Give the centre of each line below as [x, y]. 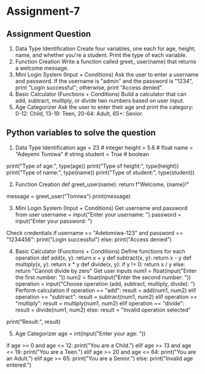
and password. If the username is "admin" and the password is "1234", [104, 81]
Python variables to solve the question [81, 133]
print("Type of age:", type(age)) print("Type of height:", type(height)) [92, 166]
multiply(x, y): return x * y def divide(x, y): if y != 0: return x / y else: [100, 264]
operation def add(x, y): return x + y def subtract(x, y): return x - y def [103, 258]
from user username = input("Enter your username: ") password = [98, 214]
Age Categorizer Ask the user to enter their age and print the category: [104, 107]
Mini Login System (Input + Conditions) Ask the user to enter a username [107, 74]
